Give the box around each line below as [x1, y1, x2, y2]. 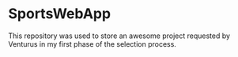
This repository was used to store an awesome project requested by [8, 31, 231, 40]
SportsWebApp [8, 5, 111, 23]
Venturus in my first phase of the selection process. [8, 39, 176, 48]
